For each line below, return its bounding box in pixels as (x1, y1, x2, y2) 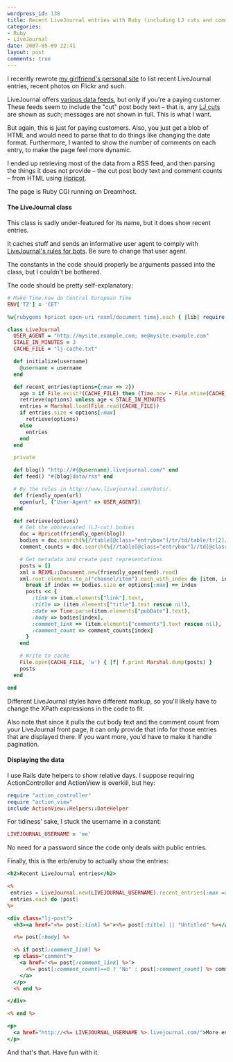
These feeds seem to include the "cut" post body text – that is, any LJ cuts (7, 102, 221, 111)
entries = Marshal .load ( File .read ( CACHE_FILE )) (19, 403, 159, 410)
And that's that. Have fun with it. (7, 1048, 99, 1056)
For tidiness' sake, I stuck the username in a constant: (7, 818, 162, 826)
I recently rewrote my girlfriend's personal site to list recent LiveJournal (7, 74, 212, 83)
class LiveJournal (7, 326, 60, 333)
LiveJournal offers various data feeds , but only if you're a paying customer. (7, 95, 222, 103)
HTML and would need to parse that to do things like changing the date (7, 131, 211, 139)
